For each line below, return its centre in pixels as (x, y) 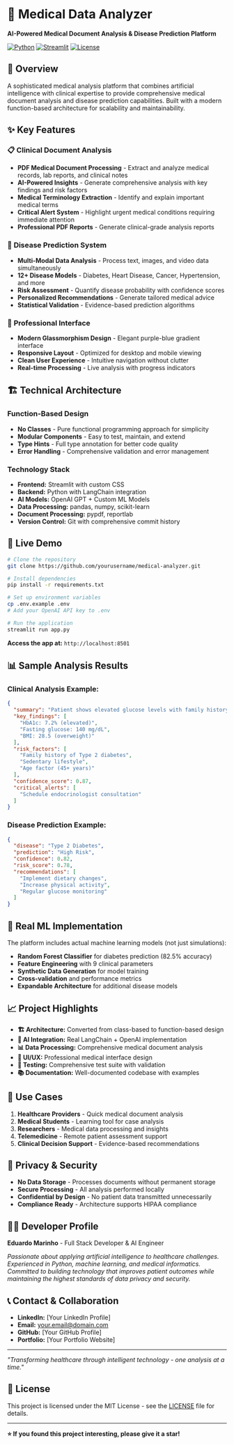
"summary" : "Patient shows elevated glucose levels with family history (121, 710)
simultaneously (39, 268)
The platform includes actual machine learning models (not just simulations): (117, 943)
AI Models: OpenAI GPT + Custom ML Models (84, 499)
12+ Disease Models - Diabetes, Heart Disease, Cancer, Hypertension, (119, 275)
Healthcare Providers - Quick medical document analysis (100, 1114)
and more (31, 282)
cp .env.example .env (39, 604)
